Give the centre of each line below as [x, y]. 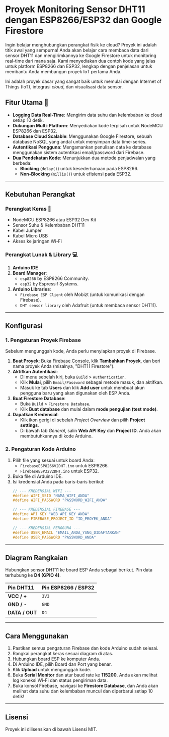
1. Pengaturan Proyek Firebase [43, 340]
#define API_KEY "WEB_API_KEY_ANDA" [51, 514]
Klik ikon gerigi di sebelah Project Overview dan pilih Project [82, 420]
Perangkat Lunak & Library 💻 [41, 255]
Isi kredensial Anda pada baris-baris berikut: [58, 481]
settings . [29, 425]
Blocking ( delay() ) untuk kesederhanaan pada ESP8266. [79, 168]
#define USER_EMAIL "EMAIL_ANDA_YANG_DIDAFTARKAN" [67, 532]
